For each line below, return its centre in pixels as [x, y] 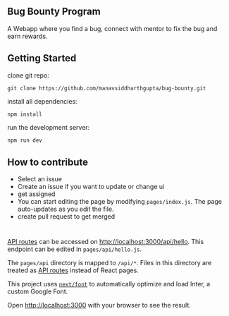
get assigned [36, 194]
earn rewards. [27, 36]
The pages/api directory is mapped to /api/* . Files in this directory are [110, 262]
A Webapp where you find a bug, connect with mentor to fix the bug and [112, 28]
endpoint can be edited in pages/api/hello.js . [75, 249]
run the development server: [49, 127]
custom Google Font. [38, 291]
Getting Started [42, 58]
